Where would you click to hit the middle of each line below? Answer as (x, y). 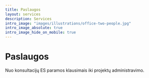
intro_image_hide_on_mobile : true (41, 32)
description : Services (28, 19)
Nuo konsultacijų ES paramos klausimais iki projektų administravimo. (75, 70)
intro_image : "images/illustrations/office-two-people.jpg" (68, 23)
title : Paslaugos (23, 10)
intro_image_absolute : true (34, 28)
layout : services (23, 14)
